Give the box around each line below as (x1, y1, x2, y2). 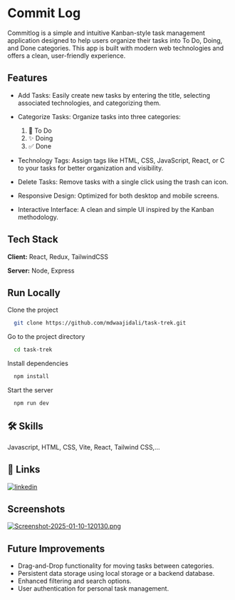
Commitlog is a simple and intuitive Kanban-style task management (7, 29, 205, 37)
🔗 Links (7, 464, 41, 476)
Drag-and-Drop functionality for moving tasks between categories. (17, 561, 214, 570)
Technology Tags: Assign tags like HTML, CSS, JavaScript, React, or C (17, 156, 225, 165)
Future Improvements (7, 542, 105, 554)
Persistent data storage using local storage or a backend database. (17, 569, 215, 578)
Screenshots (7, 503, 66, 515)
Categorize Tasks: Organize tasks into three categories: (17, 112, 182, 121)
